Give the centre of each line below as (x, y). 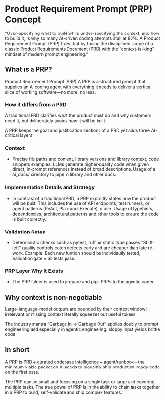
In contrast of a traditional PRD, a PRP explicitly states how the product (84, 198)
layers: (27, 135)
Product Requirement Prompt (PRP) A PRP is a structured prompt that (75, 81)
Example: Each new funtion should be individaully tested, (83, 253)
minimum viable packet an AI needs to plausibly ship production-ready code (82, 367)
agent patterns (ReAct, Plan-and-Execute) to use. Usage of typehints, (83, 208)
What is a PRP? (29, 70)
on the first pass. (22, 372)
